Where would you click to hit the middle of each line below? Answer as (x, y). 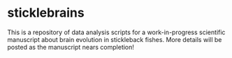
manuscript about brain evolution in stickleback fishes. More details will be (115, 39)
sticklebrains (46, 13)
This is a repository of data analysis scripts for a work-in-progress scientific (116, 32)
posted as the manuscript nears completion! (71, 47)
